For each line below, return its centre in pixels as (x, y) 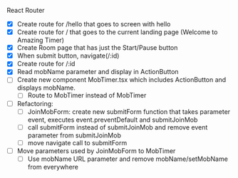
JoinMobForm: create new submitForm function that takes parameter (129, 111)
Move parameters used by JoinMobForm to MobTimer (96, 151)
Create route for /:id (46, 64)
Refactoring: (35, 103)
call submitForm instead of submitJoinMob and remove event (118, 127)
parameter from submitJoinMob (74, 135)
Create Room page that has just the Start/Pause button (97, 48)
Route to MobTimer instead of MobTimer (87, 95)
